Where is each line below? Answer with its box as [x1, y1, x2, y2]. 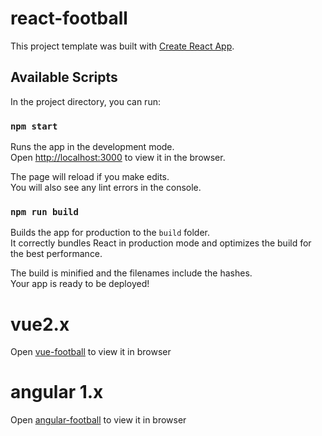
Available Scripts [10, 69, 118, 86]
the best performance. [10, 248, 103, 260]
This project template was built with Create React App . [10, 40, 235, 52]
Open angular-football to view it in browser [10, 414, 187, 426]
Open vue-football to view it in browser [10, 346, 172, 358]
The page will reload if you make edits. [10, 171, 170, 183]
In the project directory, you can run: [10, 95, 161, 107]
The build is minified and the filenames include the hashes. [10, 267, 253, 279]
